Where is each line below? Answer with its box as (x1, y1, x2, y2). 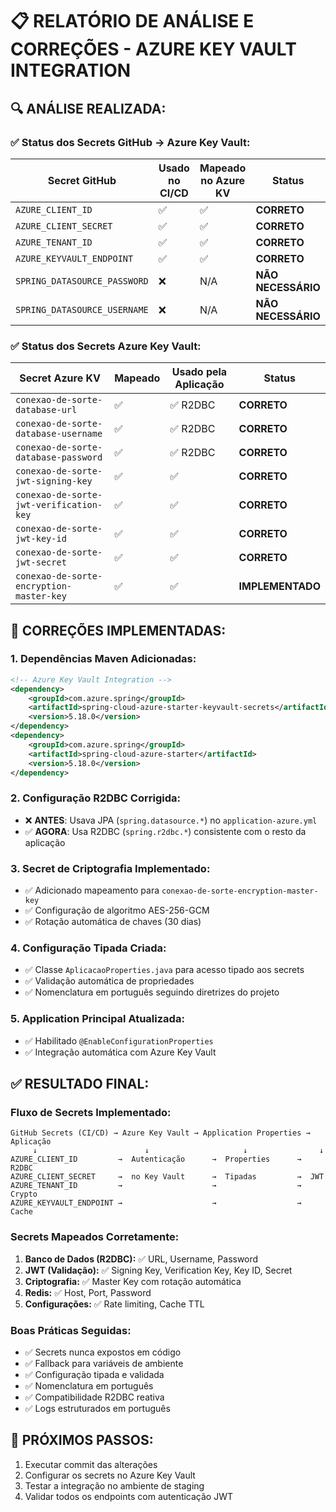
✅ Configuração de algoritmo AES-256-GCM (24, 904, 210, 917)
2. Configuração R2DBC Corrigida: (10, 791, 181, 805)
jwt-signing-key (15, 476, 93, 487)
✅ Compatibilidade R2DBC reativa (24, 1391, 165, 1403)
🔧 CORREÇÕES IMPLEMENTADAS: (10, 622, 227, 639)
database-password (15, 452, 103, 463)
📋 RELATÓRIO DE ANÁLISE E (10, 10, 255, 33)
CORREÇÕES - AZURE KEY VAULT (10, 38, 297, 61)
